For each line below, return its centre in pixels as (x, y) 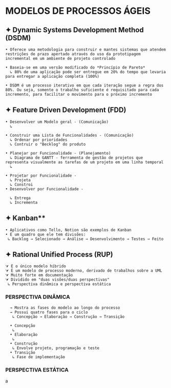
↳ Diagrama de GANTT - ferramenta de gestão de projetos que (77, 158)
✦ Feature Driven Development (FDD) (66, 110)
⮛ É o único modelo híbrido (36, 266)
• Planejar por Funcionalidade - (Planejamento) (58, 153)
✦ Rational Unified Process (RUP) (59, 255)
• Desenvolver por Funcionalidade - (44, 189)
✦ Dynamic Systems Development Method (75, 30)
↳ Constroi (22, 184)
